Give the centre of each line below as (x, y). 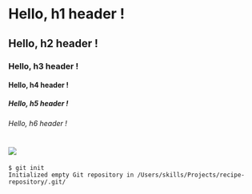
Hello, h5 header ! (38, 103)
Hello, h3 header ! (44, 66)
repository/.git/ (37, 182)
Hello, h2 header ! (53, 44)
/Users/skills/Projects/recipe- (191, 175)
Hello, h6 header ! (38, 124)
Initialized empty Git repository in (71, 175)
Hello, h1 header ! (67, 14)
